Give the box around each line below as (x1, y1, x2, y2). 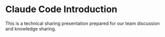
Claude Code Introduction (5, 4, 118, 15)
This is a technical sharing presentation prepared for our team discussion (5, 20, 160, 26)
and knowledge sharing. (5, 25, 56, 31)
